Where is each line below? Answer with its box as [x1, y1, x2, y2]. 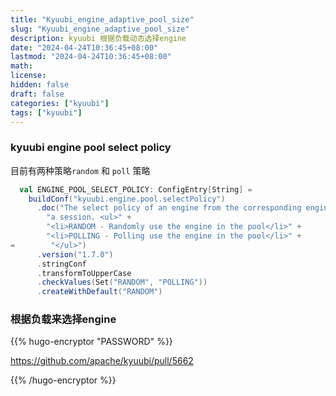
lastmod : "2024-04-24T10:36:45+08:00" [10, 52, 172, 62]
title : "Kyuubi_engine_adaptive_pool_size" [10, 14, 195, 25]
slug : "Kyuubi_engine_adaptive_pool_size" [10, 24, 190, 34]
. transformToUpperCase [36, 268, 132, 278]
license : [10, 71, 47, 81]
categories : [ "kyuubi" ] [10, 98, 110, 108]
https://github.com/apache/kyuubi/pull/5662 [10, 355, 194, 367]
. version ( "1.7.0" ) [36, 249, 114, 260]
